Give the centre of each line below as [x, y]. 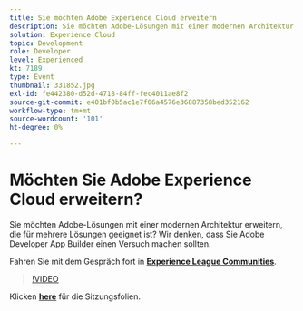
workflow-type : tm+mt [50, 111]
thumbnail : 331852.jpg [52, 85]
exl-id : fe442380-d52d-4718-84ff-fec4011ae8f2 [99, 93]
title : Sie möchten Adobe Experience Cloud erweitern [113, 18]
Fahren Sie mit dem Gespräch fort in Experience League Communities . [143, 261]
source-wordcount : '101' [56, 119]
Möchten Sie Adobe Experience [131, 180]
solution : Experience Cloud [63, 34]
